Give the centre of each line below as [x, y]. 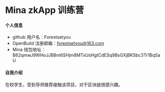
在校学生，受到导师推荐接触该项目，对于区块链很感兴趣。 [64, 85]
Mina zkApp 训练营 [45, 10]
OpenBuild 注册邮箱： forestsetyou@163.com [58, 43]
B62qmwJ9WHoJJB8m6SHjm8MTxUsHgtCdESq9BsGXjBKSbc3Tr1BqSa [86, 55]
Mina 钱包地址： [29, 50]
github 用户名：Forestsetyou [41, 37]
